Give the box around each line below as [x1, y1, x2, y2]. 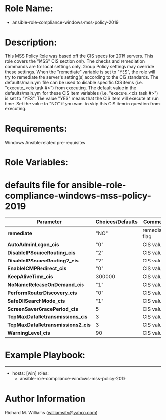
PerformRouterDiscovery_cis [7, 289, 77, 296]
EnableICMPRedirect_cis [7, 265, 67, 272]
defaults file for [5, 179, 70, 191]
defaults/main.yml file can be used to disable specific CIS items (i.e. [5, 79, 143, 85]
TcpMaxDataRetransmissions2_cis [7, 321, 91, 328]
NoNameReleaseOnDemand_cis [7, 281, 84, 288]
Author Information [5, 393, 86, 404]
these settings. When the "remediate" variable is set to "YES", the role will [5, 69, 156, 75]
